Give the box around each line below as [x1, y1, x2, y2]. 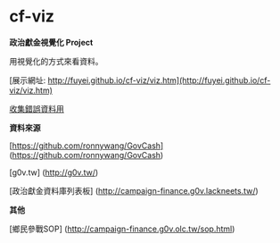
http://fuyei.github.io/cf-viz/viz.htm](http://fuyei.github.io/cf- [47, 74, 271, 86]
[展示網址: [9, 74, 46, 86]
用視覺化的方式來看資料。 [9, 55, 103, 66]
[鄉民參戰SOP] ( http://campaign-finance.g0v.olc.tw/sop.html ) [9, 223, 235, 234]
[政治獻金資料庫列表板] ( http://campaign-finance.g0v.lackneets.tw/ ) [9, 185, 259, 196]
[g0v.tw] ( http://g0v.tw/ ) [9, 167, 99, 178]
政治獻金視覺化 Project [9, 37, 94, 47]
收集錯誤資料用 [9, 103, 64, 113]
